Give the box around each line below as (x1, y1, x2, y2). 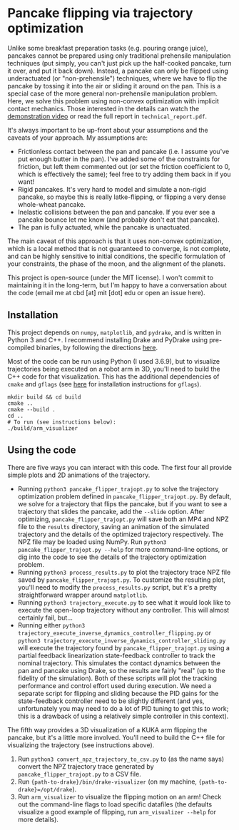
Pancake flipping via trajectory (7, 5, 193, 21)
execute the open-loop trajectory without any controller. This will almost (17, 605, 230, 614)
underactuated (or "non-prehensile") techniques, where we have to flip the (7, 73, 228, 83)
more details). (17, 815, 59, 824)
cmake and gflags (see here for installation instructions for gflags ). (7, 379, 202, 388)
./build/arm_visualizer (7, 424, 78, 432)
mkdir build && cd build (7, 394, 81, 401)
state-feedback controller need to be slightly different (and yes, (17, 697, 205, 705)
